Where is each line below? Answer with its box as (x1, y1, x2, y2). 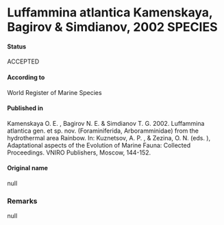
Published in (7, 104, 43, 112)
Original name (7, 164, 48, 172)
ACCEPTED (7, 57, 40, 66)
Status (7, 42, 27, 51)
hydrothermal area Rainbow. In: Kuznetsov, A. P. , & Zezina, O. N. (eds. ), (7, 133, 211, 142)
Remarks (7, 196, 38, 206)
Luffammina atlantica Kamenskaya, (7, 5, 213, 21)
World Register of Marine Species (7, 88, 102, 96)
